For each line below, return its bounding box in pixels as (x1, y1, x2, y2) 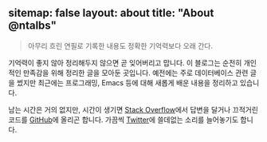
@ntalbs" (8, 19, 57, 33)
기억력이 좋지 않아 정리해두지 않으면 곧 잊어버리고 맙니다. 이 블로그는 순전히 (8, 57, 242, 67)
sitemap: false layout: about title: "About (8, 6, 214, 20)
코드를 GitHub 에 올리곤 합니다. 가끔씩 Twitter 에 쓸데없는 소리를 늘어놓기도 (8, 115, 239, 124)
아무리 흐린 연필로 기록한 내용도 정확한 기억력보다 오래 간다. (27, 41, 214, 50)
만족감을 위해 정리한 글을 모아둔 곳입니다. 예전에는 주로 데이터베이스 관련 (22, 68, 249, 77)
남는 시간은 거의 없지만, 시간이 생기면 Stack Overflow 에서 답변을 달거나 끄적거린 (8, 105, 259, 114)
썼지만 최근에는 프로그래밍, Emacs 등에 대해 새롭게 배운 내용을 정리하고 (16, 77, 238, 87)
